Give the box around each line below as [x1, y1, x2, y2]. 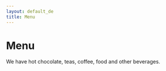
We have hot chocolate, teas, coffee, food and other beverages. [6, 58, 160, 65]
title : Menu [6, 14, 35, 20]
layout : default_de [6, 8, 54, 15]
